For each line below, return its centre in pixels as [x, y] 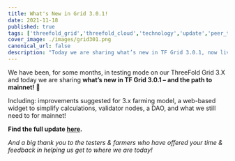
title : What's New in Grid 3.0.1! [58, 14]
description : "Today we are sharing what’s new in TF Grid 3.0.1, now [113, 53]
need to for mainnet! [37, 115]
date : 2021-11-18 [33, 20]
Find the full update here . [45, 129]
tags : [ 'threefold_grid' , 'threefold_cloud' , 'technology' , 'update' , [108, 33]
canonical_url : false [39, 46]
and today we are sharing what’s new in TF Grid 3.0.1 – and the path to [110, 79]
